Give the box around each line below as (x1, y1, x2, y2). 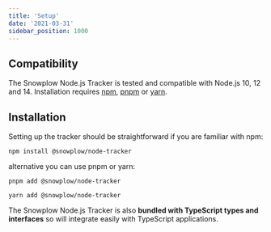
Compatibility (8, 57, 78, 70)
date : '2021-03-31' (8, 19, 74, 27)
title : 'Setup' (8, 11, 60, 20)
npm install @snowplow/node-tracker (8, 147, 132, 155)
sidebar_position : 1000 (8, 27, 89, 35)
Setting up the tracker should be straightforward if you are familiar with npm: (8, 132, 264, 141)
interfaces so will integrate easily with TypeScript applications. (8, 214, 218, 223)
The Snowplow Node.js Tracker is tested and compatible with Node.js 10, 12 (8, 78, 261, 88)
